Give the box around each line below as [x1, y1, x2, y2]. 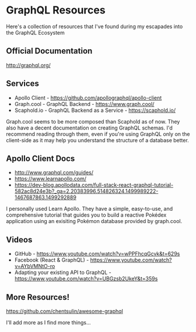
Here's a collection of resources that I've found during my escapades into [6, 23, 183, 30]
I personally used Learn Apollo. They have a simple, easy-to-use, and [6, 206, 173, 213]
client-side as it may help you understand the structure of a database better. [6, 136, 190, 143]
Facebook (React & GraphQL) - [14, 256, 89, 263]
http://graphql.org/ [6, 61, 51, 69]
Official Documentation [6, 46, 93, 56]
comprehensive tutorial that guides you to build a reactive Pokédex [6, 211, 167, 218]
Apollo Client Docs [6, 153, 75, 163]
